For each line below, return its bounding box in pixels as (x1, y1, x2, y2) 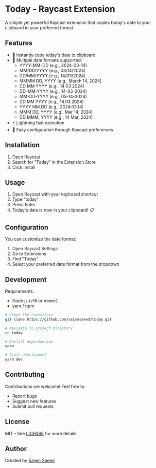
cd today (5, 330, 23, 335)
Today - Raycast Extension (5, 3, 115, 15)
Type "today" (12, 196, 39, 202)
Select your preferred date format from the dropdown (12, 261, 120, 267)
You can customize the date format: (5, 236, 77, 242)
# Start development (5, 353, 47, 358)
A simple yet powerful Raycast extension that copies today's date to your (5, 20, 152, 25)
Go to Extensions (12, 251, 47, 257)
